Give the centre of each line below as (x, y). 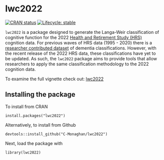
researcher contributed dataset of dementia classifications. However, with (81, 48)
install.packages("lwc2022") (35, 116)
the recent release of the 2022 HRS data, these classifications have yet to (81, 53)
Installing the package (40, 94)
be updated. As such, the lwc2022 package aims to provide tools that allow (81, 58)
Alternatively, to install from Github (41, 125)
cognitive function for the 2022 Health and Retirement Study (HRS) (74, 37)
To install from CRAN (27, 106)
